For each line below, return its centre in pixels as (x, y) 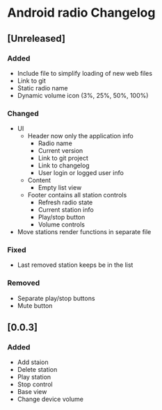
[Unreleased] (37, 39)
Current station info (66, 210)
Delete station (37, 370)
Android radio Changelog (81, 13)
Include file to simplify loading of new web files (85, 73)
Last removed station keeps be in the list (75, 265)
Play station (34, 377)
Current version (60, 151)
